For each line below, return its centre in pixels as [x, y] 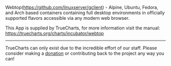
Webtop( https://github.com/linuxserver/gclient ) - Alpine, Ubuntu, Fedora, [82, 7]
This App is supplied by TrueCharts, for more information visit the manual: [83, 28]
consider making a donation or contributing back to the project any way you [85, 53]
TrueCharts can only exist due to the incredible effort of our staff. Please [81, 48]
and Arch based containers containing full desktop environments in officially [85, 13]
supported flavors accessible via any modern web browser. [67, 18]
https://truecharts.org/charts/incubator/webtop [55, 33]
